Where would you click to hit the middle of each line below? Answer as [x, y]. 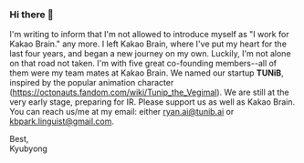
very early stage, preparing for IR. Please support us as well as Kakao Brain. [152, 102]
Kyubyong [29, 148]
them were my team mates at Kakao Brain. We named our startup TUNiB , [147, 73]
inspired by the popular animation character [92, 83]
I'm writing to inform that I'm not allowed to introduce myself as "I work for [149, 35]
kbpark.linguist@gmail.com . [62, 121]
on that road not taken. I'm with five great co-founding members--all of [143, 64]
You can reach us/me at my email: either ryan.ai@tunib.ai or [122, 112]
